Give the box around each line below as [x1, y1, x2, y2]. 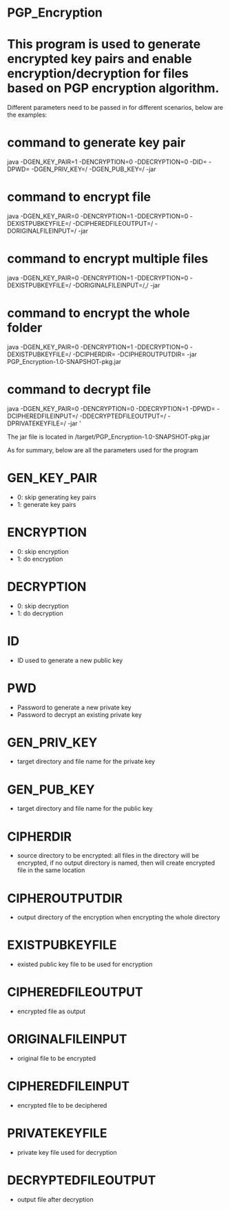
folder [7, 320, 43, 336]
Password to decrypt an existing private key [17, 710, 143, 719]
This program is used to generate [7, 37, 201, 52]
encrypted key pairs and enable [7, 51, 192, 67]
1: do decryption [17, 609, 63, 617]
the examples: [7, 111, 48, 119]
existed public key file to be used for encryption [17, 960, 153, 968]
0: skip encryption [17, 547, 69, 555]
